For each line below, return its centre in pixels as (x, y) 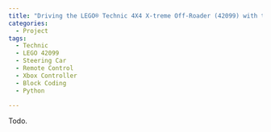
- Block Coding (41, 83)
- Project (32, 31)
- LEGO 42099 (38, 53)
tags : (17, 38)
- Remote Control (45, 68)
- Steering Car (41, 61)
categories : (28, 23)
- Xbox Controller (47, 76)
